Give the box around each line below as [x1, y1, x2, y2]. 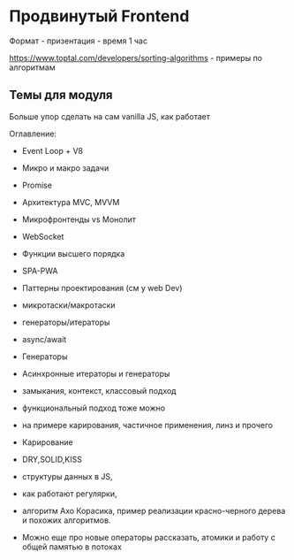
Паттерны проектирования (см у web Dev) [21, 282, 183, 293]
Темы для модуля [9, 88, 113, 103]
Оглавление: [9, 128, 57, 139]
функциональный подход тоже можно [21, 403, 166, 413]
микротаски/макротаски [21, 299, 117, 311]
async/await [21, 334, 67, 344]
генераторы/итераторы [21, 317, 110, 327]
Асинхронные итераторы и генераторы [21, 368, 170, 379]
